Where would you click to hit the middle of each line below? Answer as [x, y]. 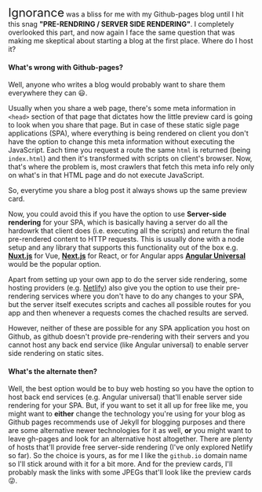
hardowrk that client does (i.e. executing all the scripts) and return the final [129, 231]
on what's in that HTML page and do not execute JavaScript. [106, 176]
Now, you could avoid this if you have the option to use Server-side [117, 214]
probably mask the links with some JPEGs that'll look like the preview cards [130, 472]
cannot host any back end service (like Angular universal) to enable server [128, 345]
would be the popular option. [55, 264]
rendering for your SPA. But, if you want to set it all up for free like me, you [128, 405]
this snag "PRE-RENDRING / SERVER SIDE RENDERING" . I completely [121, 24]
